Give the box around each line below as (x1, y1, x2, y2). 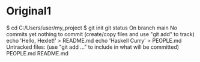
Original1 (6, 4, 52, 18)
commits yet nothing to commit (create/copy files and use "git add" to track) (6, 30, 195, 37)
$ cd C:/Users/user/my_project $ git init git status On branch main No (6, 24, 178, 31)
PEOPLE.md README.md (6, 49, 69, 57)
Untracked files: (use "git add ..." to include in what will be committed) (6, 43, 179, 51)
